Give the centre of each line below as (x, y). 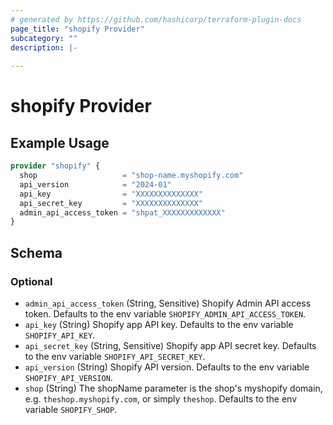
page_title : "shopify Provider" (77, 29)
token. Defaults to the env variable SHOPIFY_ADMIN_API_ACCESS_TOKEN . (165, 313)
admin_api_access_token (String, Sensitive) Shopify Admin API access (168, 303)
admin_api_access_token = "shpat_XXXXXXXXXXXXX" (122, 212)
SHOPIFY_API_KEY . (60, 335)
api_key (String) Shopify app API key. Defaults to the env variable (159, 324)
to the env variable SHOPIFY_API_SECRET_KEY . (115, 356)
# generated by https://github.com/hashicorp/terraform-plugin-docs (156, 19)
